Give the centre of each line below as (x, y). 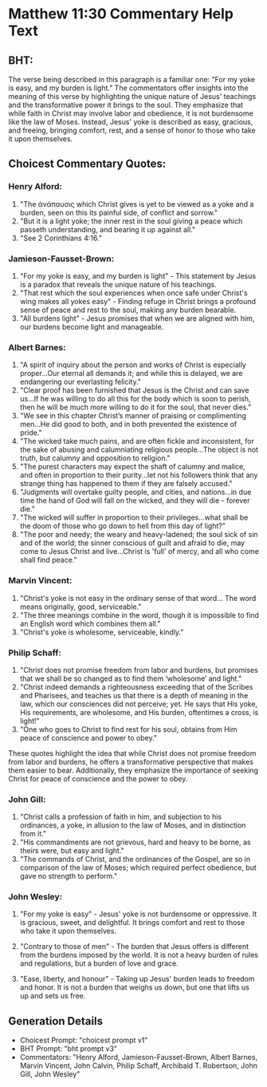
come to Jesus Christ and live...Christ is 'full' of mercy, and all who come (139, 551)
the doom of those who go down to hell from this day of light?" (122, 526)
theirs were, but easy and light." (72, 851)
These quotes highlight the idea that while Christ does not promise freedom (132, 753)
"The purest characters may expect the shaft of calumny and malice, (132, 467)
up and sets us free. (53, 996)
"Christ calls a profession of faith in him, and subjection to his (121, 817)
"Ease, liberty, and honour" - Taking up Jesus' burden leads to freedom (137, 979)
